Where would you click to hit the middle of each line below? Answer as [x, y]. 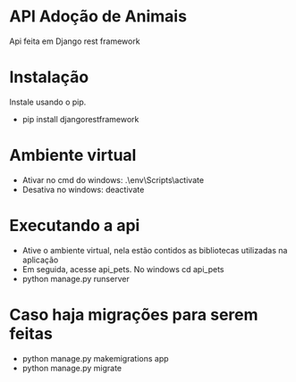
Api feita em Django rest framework [75, 41]
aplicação [40, 260]
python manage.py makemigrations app [95, 358]
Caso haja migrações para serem [134, 315]
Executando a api [75, 226]
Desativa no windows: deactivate [83, 189]
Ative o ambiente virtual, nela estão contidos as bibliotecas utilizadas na [155, 250]
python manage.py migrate [72, 368]
